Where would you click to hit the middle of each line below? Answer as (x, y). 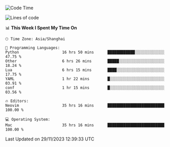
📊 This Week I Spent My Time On (41, 28)
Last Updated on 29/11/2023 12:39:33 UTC (50, 139)
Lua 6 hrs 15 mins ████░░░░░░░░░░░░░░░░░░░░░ (85, 70)
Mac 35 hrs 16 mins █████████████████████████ (85, 125)
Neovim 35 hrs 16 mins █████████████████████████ (85, 105)
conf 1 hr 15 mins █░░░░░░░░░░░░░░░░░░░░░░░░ (85, 88)
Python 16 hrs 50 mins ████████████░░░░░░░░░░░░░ (85, 52)
